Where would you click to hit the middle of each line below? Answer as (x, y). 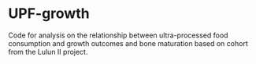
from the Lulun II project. (48, 52)
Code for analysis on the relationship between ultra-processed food (118, 35)
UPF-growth (49, 14)
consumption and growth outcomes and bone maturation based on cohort (128, 43)
